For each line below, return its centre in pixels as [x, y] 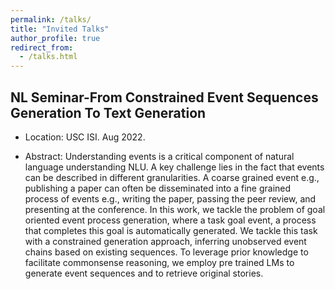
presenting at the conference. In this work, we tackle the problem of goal [175, 209]
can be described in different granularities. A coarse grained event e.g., [172, 177]
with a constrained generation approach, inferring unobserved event [165, 241]
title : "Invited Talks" [60, 29]
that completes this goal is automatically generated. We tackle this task [171, 230]
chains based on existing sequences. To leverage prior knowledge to [166, 252]
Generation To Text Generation [108, 112]
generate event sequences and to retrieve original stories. [144, 273]
